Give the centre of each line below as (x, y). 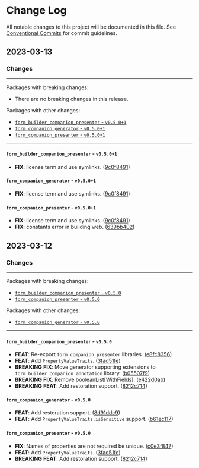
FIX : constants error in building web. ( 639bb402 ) (75, 227)
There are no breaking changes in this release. (71, 99)
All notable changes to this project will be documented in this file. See (91, 27)
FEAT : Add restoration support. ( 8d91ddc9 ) (67, 413)
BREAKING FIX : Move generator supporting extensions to (85, 367)
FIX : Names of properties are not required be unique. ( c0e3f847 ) (94, 446)
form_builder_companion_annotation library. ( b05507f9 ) (82, 373)
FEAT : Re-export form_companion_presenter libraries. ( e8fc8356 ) (93, 354)
